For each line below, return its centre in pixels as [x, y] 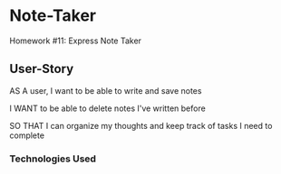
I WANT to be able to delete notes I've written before [107, 108]
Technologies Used [53, 159]
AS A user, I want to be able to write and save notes [106, 90]
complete [27, 135]
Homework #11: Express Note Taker [76, 41]
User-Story [42, 69]
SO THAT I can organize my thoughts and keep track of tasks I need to [141, 125]
